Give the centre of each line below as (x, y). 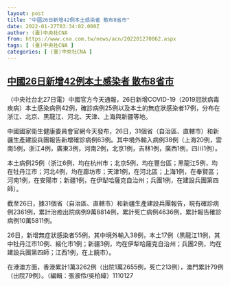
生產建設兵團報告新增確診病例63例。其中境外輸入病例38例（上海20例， (114, 140)
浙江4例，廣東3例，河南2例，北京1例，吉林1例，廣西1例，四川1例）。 (125, 148)
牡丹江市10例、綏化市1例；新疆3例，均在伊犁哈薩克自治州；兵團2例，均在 (117, 243)
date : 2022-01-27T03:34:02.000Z (53, 26)
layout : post (26, 13)
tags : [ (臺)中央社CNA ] (41, 45)
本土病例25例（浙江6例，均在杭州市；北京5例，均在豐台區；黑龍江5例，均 (113, 163)
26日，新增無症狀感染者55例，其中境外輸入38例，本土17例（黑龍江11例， (111, 235)
